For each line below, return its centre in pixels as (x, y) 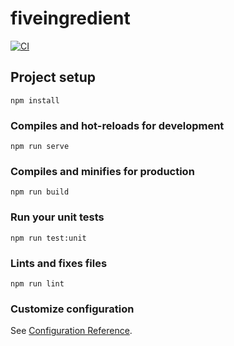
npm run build (40, 192)
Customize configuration (72, 309)
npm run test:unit (48, 238)
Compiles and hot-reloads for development (117, 125)
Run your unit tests (57, 217)
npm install (35, 100)
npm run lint (37, 283)
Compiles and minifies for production (102, 171)
